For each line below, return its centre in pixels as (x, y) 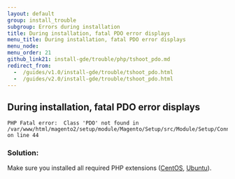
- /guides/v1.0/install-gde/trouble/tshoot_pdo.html (93, 72)
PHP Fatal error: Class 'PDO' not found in (73, 123)
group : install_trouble (42, 20)
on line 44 (23, 136)
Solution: (23, 153)
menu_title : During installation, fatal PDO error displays (97, 40)
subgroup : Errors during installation (64, 27)
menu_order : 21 (29, 53)
